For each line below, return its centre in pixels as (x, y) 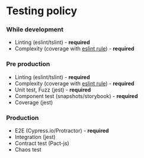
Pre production (28, 64)
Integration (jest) (35, 137)
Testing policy (42, 11)
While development (35, 30)
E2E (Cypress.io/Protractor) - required (62, 131)
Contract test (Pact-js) (42, 143)
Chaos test (28, 150)
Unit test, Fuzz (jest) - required (53, 90)
